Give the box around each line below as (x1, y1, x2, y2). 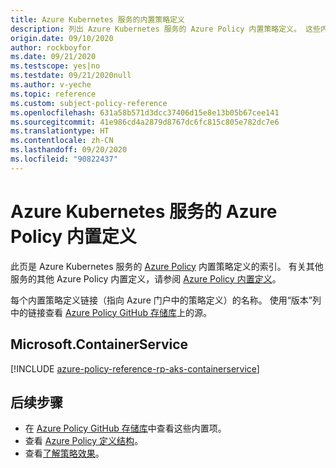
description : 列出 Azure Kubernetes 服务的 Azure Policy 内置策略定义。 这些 (10, 24, 321, 34)
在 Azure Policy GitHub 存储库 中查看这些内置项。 (24, 422, 227, 435)
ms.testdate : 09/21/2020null (10, 71, 132, 81)
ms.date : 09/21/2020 (10, 52, 97, 62)
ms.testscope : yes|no (10, 61, 101, 71)
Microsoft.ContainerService (10, 336, 189, 353)
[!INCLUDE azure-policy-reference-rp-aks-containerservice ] (10, 362, 260, 375)
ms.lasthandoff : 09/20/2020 (10, 145, 128, 155)
